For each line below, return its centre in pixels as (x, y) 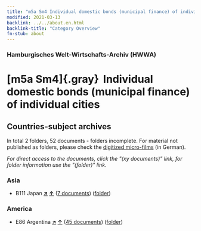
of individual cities (53, 104)
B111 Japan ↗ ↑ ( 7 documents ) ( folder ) (63, 193)
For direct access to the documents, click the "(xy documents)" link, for (95, 159)
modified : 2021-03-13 (34, 17)
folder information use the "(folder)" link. (57, 165)
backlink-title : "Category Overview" (54, 28)
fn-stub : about (26, 34)
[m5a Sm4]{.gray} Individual (80, 79)
